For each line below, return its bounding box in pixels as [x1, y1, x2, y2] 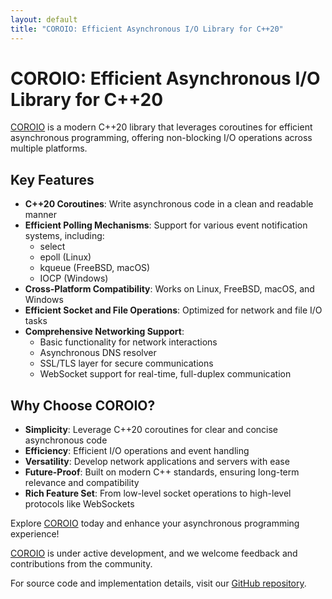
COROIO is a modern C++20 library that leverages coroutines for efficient [10, 121, 313, 133]
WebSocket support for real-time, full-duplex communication [39, 368, 292, 380]
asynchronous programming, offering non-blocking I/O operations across [10, 132, 313, 144]
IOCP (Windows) [39, 272, 109, 285]
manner [24, 209, 57, 221]
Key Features [10, 171, 95, 188]
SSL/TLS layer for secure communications [39, 357, 214, 370]
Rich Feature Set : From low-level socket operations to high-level [24, 487, 292, 500]
